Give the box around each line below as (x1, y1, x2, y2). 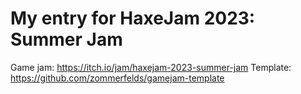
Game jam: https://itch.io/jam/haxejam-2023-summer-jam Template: (10, 61, 292, 73)
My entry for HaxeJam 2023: (10, 7, 256, 30)
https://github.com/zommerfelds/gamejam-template (10, 72, 225, 84)
